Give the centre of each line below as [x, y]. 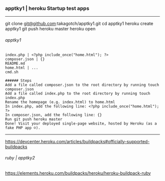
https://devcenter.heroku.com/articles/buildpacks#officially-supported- [77, 141]
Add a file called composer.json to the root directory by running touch [82, 85]
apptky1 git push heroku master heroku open [50, 29]
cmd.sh [12, 72]
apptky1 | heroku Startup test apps [47, 8]
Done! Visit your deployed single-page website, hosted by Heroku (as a [81, 123]
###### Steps [18, 80]
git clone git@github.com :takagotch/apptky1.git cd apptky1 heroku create [79, 24]
